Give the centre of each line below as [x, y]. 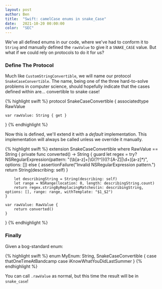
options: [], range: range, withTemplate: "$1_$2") [59, 192]
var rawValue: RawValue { [31, 205]
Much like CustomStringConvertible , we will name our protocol [68, 76]
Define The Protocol [29, 66]
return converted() [34, 209]
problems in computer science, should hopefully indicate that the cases [78, 86]
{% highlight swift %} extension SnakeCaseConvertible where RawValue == [82, 149]
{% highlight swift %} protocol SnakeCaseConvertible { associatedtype [77, 101]
